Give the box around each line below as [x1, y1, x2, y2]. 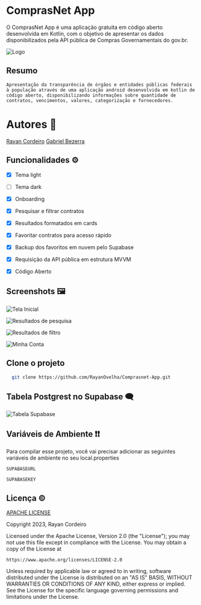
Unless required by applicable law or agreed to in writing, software [6, 568, 172, 574]
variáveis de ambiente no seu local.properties [6, 454, 119, 462]
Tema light [14, 171, 42, 178]
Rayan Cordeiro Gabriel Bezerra [6, 137, 85, 145]
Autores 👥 [6, 117, 57, 131]
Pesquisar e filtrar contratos [14, 207, 84, 214]
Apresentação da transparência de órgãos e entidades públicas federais [6, 82, 193, 88]
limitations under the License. [6, 593, 79, 600]
